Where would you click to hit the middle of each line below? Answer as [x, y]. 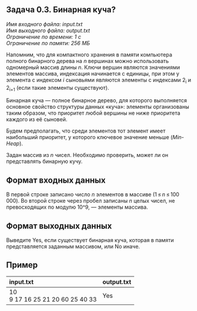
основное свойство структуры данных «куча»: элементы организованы [98, 107]
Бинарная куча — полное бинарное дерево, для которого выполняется [96, 100]
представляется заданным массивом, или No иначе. [73, 247]
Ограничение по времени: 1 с [44, 37]
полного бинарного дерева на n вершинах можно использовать [88, 61]
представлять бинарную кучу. [45, 161]
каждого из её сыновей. [37, 120]
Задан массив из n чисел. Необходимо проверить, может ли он [87, 155]
